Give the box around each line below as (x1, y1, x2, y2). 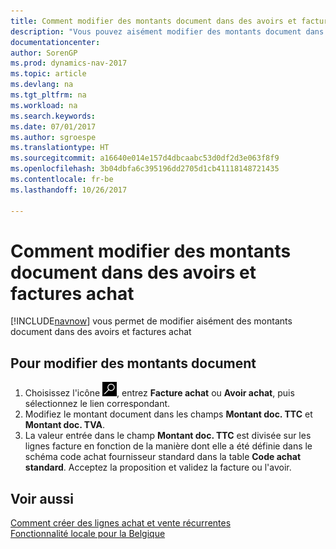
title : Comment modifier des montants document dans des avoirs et (10, 16, 298, 26)
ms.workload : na (10, 100, 78, 110)
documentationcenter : (10, 37, 101, 47)
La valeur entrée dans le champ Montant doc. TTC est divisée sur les (24, 430, 312, 442)
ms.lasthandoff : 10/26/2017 (10, 185, 128, 195)
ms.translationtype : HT (10, 143, 110, 153)
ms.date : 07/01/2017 (10, 121, 97, 132)
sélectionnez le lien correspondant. (24, 398, 171, 410)
